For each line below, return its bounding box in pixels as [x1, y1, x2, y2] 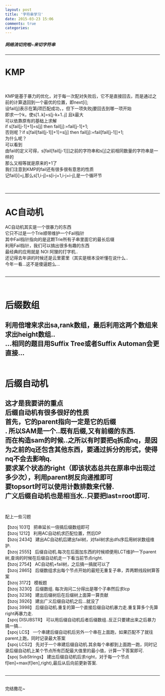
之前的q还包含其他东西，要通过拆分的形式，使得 [11, 446, 158, 454]
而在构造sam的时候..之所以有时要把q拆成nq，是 [5, 436, 151, 445]
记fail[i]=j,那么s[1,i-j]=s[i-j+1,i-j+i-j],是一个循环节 [5, 172, 102, 178]
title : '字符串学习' [5, 12, 43, 17]
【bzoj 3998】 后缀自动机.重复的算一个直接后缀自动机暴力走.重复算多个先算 [5, 604, 159, 610]
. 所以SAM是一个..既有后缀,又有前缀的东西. [5, 427, 136, 435]
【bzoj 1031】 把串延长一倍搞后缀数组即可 [5, 524, 90, 530]
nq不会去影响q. [5, 455, 52, 463]
